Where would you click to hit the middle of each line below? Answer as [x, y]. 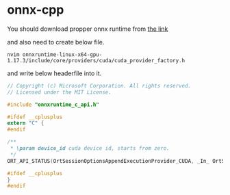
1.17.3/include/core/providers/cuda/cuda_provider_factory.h [96, 60]
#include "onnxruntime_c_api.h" [53, 105]
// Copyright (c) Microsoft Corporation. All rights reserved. [99, 86]
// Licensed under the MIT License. [59, 92]
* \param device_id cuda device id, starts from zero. [90, 148]
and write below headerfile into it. [54, 73]
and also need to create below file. [56, 42]
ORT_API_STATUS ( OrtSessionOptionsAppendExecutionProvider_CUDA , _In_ [108, 161]
